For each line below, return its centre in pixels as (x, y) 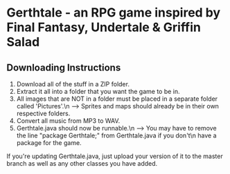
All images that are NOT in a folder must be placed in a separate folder (117, 99)
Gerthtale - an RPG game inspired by (114, 13)
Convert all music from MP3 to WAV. (68, 121)
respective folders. (43, 113)
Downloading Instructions (64, 67)
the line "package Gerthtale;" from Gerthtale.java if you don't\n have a (116, 135)
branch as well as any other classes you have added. (82, 163)
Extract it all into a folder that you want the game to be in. (98, 91)
